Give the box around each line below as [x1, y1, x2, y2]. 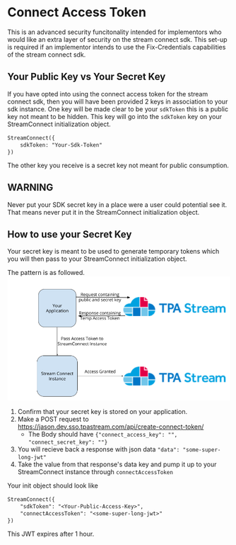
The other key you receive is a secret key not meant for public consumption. [7, 161, 230, 169]
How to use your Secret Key [7, 228, 132, 240]
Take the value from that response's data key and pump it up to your [17, 460, 217, 468]
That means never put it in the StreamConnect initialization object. [7, 208, 200, 216]
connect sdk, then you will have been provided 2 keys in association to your [7, 97, 228, 106]
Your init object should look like [7, 481, 99, 490]
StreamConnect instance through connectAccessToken [17, 468, 173, 476]
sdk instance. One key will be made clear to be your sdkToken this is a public [7, 104, 228, 113]
